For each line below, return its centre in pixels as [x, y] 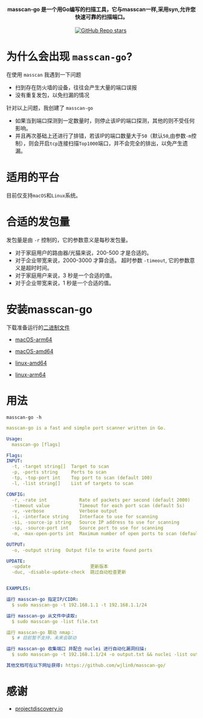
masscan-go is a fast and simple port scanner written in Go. [86, 428]
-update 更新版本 [60, 567]
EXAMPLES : [19, 589]
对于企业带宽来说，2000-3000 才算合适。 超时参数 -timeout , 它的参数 [102, 260]
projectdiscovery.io [39, 708]
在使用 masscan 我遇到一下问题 [44, 75]
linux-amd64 [31, 363]
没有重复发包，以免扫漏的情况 [52, 95]
